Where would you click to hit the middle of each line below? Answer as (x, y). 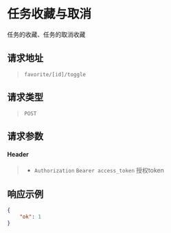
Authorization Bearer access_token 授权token (99, 170)
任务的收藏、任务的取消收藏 (46, 34)
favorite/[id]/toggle (55, 74)
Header (18, 154)
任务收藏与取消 (49, 14)
